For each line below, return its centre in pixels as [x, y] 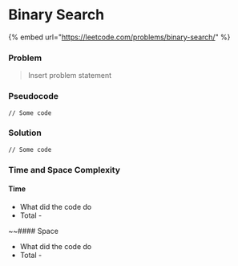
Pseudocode [33, 96]
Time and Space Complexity [65, 170]
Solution [25, 133]
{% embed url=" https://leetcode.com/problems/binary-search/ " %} [119, 37]
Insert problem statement [70, 76]
